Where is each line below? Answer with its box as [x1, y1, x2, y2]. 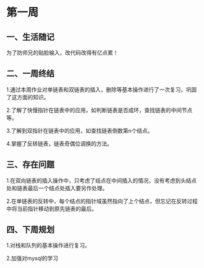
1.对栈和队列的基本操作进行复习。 [6, 242, 90, 249]
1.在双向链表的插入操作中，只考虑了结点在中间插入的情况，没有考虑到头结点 [6, 177, 197, 184]
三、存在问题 [6, 160, 55, 170]
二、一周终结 [6, 68, 55, 79]
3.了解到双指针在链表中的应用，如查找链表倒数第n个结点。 [6, 127, 153, 134]
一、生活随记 [6, 32, 55, 42]
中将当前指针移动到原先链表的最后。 [6, 205, 97, 212]
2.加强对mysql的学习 [6, 255, 58, 262]
